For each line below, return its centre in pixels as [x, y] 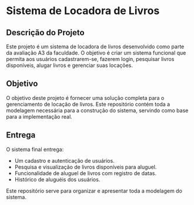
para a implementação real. [39, 116]
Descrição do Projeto [45, 33]
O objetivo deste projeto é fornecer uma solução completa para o [85, 98]
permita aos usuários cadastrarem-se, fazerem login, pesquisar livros [90, 59]
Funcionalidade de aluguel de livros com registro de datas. [86, 173]
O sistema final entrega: [35, 149]
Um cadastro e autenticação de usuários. [64, 160]
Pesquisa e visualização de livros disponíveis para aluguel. [86, 167]
